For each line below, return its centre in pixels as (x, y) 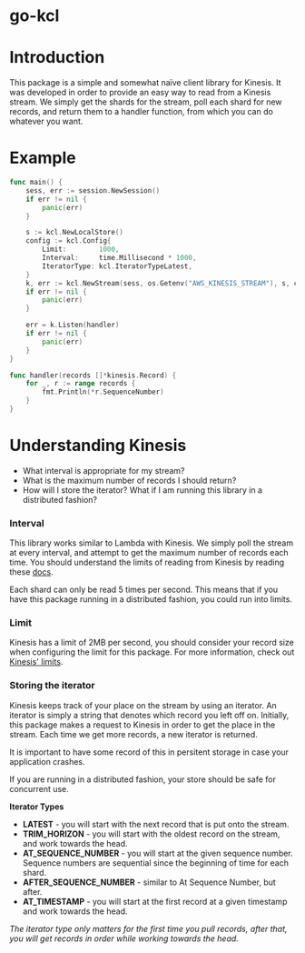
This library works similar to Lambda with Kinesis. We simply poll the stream (151, 543)
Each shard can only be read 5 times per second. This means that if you (144, 590)
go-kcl (34, 16)
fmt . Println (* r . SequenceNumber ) (103, 392)
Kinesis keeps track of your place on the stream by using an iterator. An (143, 705)
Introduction (57, 58)
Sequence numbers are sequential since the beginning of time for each (155, 863)
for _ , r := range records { (81, 384)
